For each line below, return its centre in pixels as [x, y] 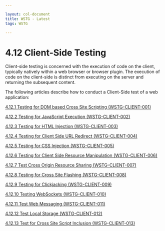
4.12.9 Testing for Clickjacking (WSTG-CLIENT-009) [58, 184]
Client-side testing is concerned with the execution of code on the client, [80, 66]
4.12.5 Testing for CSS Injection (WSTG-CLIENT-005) [60, 146]
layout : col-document [28, 14]
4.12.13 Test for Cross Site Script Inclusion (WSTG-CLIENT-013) [70, 223]
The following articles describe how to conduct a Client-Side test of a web [82, 92]
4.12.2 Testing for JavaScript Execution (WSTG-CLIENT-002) [68, 117]
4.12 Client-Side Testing [56, 52]
